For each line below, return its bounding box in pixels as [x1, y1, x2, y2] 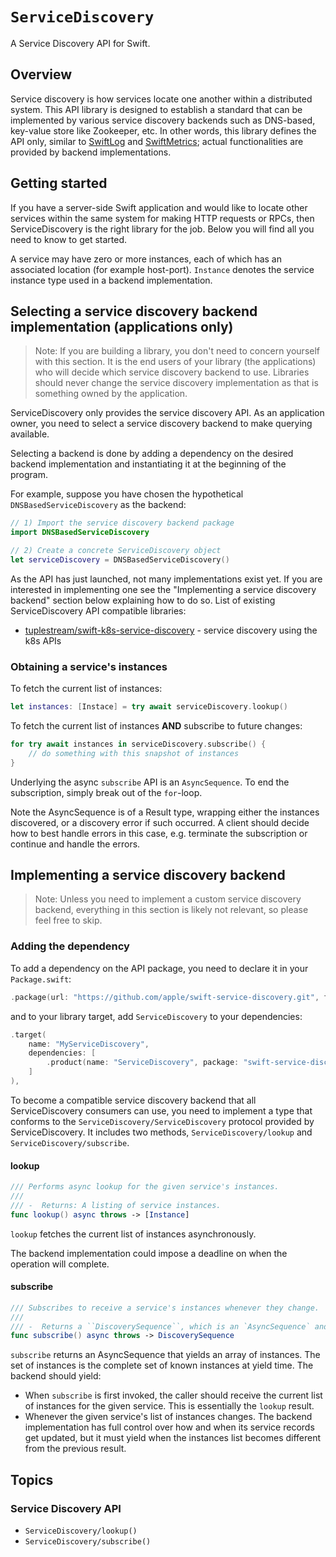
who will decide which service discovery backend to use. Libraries [34, 366, 310, 378]
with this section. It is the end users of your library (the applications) [34, 356, 317, 368]
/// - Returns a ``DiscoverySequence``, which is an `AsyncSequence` [10, 1321, 311, 1332]
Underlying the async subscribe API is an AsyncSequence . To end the [10, 776, 290, 788]
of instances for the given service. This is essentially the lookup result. [24, 1400, 315, 1412]
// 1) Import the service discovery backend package [10, 518, 235, 528]
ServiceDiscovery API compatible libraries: [10, 604, 187, 617]
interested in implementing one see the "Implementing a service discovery [10, 583, 317, 595]
